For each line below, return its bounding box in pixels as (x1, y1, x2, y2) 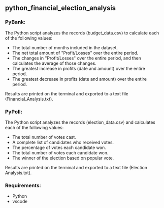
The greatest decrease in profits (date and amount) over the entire (12, 76, 147, 82)
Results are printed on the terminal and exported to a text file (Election (5, 164, 148, 170)
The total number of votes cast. (12, 134, 76, 140)
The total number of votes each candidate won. (12, 149, 109, 155)
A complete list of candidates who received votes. (12, 139, 114, 145)
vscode (12, 199, 28, 205)
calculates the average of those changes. (12, 60, 97, 66)
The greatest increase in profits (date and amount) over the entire (12, 65, 145, 71)
